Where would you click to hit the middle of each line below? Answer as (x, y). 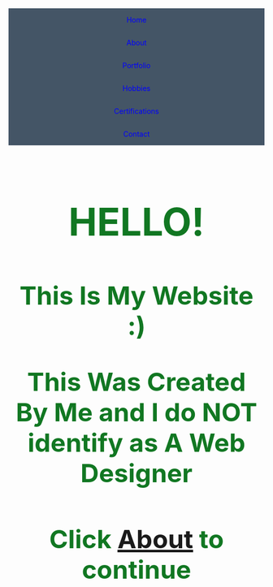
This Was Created (136, 382)
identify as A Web (136, 442)
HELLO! (136, 222)
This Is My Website (136, 296)
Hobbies (136, 88)
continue (136, 570)
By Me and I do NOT (136, 412)
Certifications (136, 111)
